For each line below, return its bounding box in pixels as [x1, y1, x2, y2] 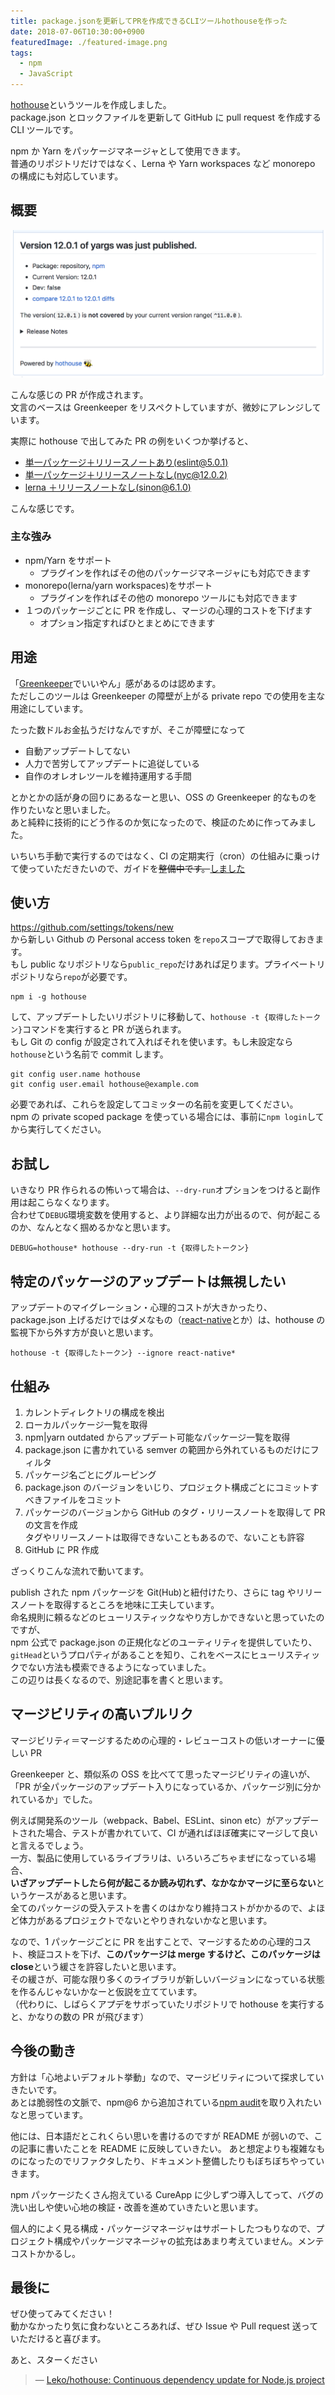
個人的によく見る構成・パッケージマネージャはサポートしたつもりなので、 [10, 2222, 317, 2234]
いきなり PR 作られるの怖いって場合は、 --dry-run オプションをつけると [10, 1184, 303, 1196]
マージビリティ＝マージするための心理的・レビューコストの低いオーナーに [10, 1734, 317, 1746]
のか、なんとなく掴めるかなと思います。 [10, 1221, 176, 1234]
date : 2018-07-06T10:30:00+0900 [10, 26, 145, 37]
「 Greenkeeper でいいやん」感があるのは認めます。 [10, 677, 222, 689]
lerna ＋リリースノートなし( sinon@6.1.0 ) [24, 481, 192, 493]
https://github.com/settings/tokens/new [10, 921, 175, 934]
